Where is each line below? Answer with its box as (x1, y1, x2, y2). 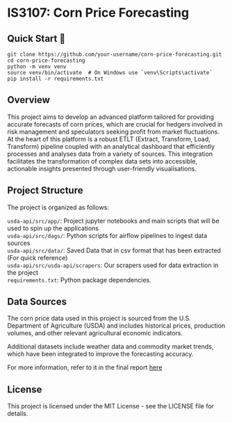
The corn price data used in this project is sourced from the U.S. (7, 314, 191, 323)
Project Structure (7, 184, 83, 196)
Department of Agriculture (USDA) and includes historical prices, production (7, 321, 226, 330)
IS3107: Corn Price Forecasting (7, 5, 190, 21)
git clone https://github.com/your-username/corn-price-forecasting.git (7, 51, 222, 58)
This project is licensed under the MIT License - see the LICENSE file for (7, 402, 214, 410)
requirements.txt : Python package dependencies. (7, 276, 151, 284)
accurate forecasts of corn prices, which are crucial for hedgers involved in (7, 120, 223, 128)
